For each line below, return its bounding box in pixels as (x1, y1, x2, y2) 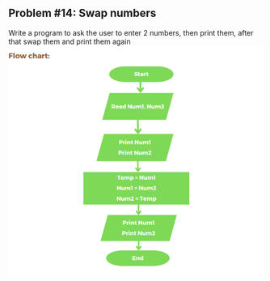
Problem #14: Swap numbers (8, 6, 157, 20)
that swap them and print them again (8, 36, 131, 46)
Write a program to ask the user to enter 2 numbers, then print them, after (8, 28, 254, 37)
